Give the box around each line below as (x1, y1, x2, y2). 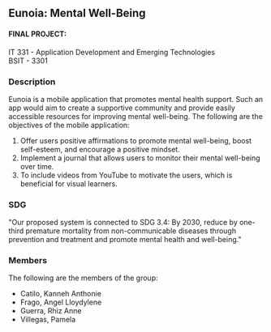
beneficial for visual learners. (19, 178, 118, 189)
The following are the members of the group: (8, 273, 158, 283)
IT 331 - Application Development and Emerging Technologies (8, 47, 216, 57)
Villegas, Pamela (19, 315, 76, 325)
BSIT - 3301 (8, 56, 49, 66)
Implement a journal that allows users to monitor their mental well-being (19, 153, 261, 163)
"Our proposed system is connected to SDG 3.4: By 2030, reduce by (8, 218, 238, 228)
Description (8, 76, 56, 87)
